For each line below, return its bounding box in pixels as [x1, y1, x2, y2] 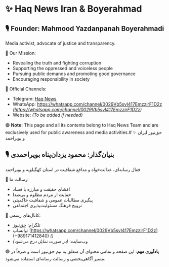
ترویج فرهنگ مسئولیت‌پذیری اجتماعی [12, 202, 82, 208]
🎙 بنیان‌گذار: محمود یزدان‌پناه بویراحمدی [5, 150, 114, 159]
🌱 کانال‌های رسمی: [5, 212, 41, 218]
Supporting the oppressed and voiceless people [12, 65, 113, 71]
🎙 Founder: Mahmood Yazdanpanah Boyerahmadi [5, 24, 164, 33]
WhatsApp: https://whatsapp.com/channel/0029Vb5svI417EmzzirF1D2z [12, 101, 162, 107]
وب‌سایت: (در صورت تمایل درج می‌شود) [12, 238, 88, 244]
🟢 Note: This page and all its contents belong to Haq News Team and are [5, 122, 159, 128]
